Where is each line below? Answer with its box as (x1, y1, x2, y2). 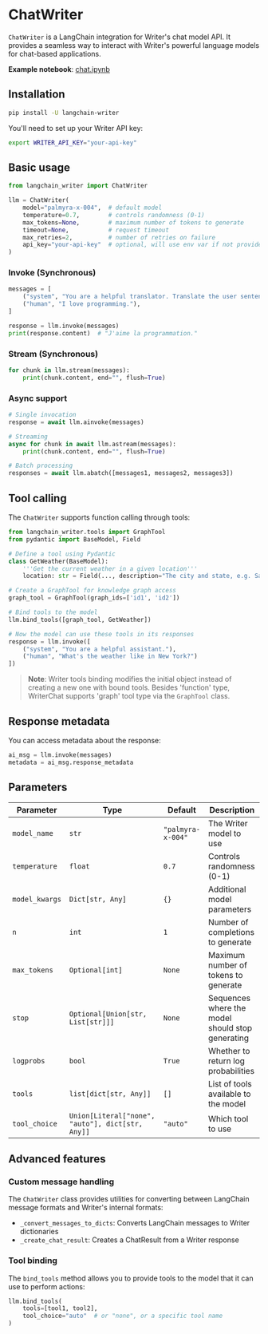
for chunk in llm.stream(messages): (8, 366, 130, 374)
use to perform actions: (8, 1281, 85, 1291)
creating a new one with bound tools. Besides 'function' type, (27, 683, 230, 692)
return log (207, 1055, 246, 1067)
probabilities (207, 1065, 255, 1076)
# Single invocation (8, 411, 77, 419)
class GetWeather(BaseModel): (8, 557, 109, 565)
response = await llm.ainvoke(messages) (8, 418, 145, 426)
